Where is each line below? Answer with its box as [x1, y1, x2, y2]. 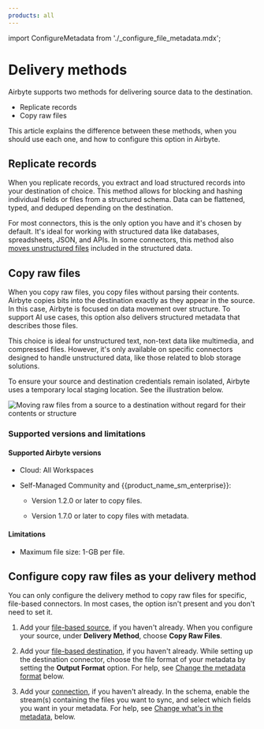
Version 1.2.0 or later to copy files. [31, 496, 143, 506]
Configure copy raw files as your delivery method [8, 570, 257, 583]
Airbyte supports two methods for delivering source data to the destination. [8, 87, 253, 96]
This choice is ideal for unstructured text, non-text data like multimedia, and [8, 336, 255, 346]
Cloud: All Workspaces [19, 465, 95, 475]
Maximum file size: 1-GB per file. [19, 547, 125, 556]
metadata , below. [19, 712, 76, 722]
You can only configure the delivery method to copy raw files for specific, [8, 591, 247, 600]
